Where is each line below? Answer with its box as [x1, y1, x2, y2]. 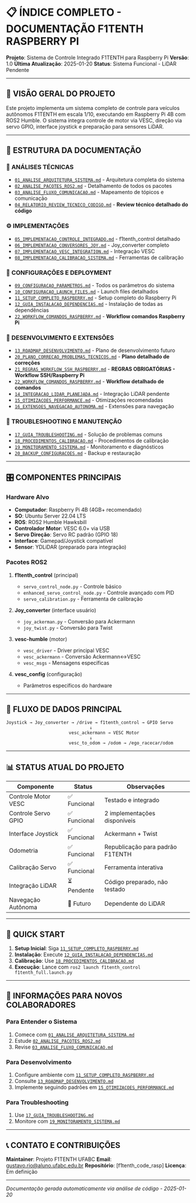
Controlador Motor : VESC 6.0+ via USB [14, 525, 110, 532]
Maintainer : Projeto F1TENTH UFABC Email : [6, 1156, 112, 1163]
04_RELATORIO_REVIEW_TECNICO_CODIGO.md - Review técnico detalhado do [14, 201, 188, 208]
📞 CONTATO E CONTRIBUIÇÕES [6, 1140, 121, 1150]
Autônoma [9, 903, 38, 911]
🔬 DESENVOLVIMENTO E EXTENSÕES [6, 333, 114, 342]
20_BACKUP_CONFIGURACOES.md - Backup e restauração [14, 449, 141, 456]
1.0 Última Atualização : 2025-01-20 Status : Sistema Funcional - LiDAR [6, 60, 177, 67]
